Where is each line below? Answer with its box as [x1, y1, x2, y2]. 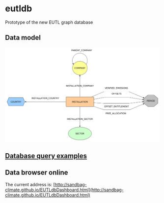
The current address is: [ [5, 181, 55, 187]
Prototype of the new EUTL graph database [5, 19, 93, 25]
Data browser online [5, 169, 68, 177]
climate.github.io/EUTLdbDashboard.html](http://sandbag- [5, 187, 124, 193]
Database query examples [5, 151, 87, 160]
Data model [5, 34, 41, 42]
